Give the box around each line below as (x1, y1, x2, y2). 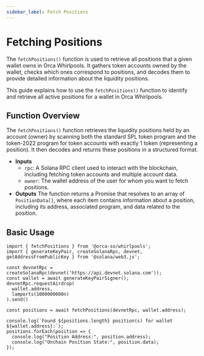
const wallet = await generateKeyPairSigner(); (6, 275, 130, 282)
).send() (6, 296, 29, 303)
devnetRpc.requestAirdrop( (6, 281, 75, 287)
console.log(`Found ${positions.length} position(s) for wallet (6, 318, 173, 324)
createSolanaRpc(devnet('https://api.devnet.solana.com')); (6, 270, 163, 276)
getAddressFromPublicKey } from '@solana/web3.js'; (6, 254, 140, 260)
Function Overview (6, 110, 80, 120)
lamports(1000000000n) (12, 291, 69, 298)
